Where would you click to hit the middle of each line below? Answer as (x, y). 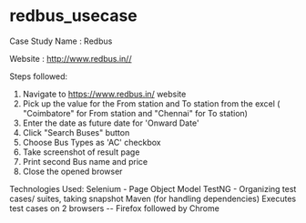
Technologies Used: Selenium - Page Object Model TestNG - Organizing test (153, 188)
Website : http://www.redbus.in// (71, 58)
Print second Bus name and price (85, 161)
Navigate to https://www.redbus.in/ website (104, 94)
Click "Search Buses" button (76, 132)
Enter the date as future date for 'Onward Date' (111, 123)
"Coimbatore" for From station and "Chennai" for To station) (135, 113)
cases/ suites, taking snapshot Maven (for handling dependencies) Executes (153, 198)
